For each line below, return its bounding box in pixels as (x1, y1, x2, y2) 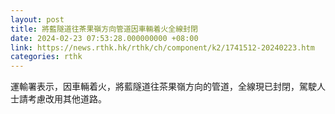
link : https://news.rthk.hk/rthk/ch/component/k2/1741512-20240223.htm (10, 42, 315, 53)
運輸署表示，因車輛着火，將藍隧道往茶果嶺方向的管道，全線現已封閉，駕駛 (10, 81, 317, 93)
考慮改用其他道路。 (27, 93, 107, 105)
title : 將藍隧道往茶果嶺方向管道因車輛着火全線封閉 (10, 24, 198, 34)
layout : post (10, 14, 65, 25)
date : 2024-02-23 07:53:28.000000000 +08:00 (10, 33, 199, 43)
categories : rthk (10, 52, 83, 62)
